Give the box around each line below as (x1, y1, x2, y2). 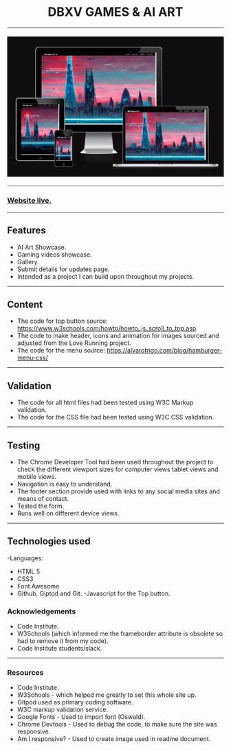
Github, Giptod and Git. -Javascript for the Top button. (16, 589, 170, 598)
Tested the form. (16, 502, 65, 511)
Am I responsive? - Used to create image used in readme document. (16, 735, 211, 743)
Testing (7, 440, 41, 451)
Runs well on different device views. (16, 509, 120, 517)
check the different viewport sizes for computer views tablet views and (16, 465, 219, 473)
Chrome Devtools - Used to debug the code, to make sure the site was (16, 720, 218, 729)
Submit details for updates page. (16, 265, 110, 273)
